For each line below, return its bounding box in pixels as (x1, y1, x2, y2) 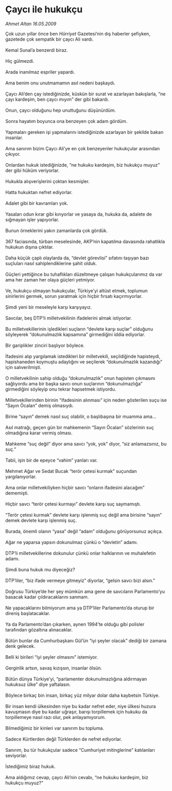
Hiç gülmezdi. (5, 58, 34, 64)
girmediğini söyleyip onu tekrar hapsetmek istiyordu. (5, 386, 117, 392)
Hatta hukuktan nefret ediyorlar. (5, 189, 73, 195)
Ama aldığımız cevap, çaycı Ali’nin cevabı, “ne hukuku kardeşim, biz (5, 774, 149, 780)
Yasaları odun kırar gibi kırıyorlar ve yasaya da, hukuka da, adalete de (5, 211, 152, 217)
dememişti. (5, 490, 29, 496)
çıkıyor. (5, 151, 21, 157)
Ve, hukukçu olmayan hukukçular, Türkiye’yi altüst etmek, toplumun (5, 287, 148, 294)
